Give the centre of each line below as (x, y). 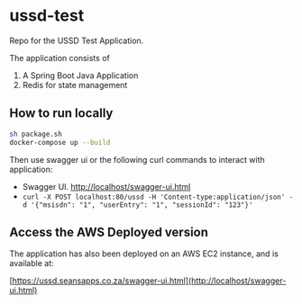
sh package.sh (36, 134)
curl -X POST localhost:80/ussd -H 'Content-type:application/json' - (158, 197)
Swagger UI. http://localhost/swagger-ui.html (106, 186)
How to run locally (61, 113)
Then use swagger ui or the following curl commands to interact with (137, 159)
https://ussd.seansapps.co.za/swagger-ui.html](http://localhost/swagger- (149, 281)
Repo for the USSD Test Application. (77, 40)
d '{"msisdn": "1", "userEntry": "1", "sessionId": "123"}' (137, 205)
